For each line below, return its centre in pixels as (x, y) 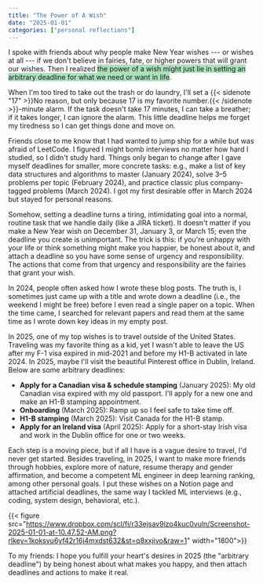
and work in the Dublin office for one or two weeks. (102, 435)
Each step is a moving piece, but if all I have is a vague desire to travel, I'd (128, 450)
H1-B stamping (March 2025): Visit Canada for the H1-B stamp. (122, 419)
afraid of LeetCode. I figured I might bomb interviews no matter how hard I (128, 149)
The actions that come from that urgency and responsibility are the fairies (127, 264)
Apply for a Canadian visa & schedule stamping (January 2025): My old (137, 385)
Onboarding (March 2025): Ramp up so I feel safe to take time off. (126, 410)
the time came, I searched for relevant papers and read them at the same (126, 313)
